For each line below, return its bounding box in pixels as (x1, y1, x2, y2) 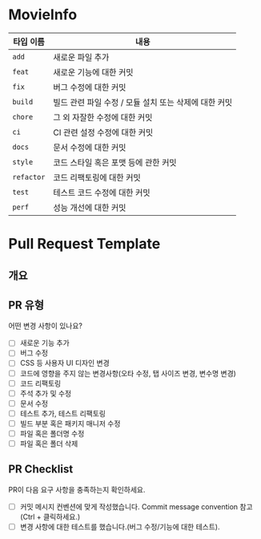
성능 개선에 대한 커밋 (53, 202, 126, 213)
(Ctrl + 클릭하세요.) (19, 512, 81, 521)
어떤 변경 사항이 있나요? (8, 321, 82, 330)
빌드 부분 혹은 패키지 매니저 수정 (19, 419, 121, 428)
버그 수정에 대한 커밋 (53, 82, 126, 93)
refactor (12, 172, 46, 181)
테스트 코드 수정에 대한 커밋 (53, 187, 151, 198)
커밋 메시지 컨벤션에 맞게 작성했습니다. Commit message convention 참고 (19, 501, 254, 511)
